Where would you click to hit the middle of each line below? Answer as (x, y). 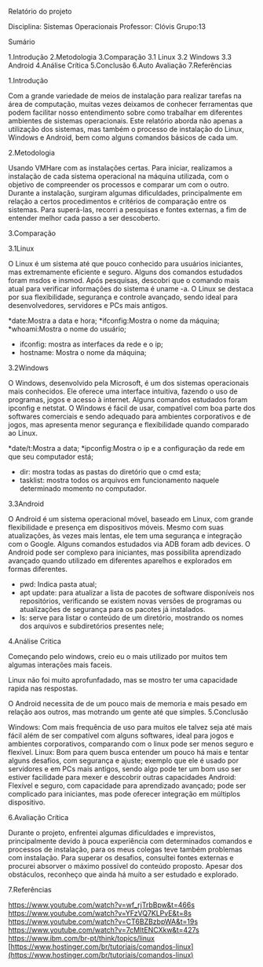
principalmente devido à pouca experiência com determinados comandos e (130, 841)
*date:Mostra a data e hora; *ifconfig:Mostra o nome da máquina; (114, 321)
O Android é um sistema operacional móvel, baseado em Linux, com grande (131, 519)
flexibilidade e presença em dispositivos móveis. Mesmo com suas (116, 527)
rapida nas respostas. (43, 688)
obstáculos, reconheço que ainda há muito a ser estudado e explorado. (123, 874)
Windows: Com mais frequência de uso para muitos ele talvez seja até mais (130, 727)
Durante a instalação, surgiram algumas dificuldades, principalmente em (125, 193)
